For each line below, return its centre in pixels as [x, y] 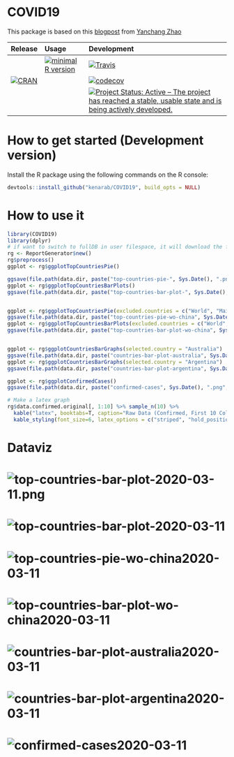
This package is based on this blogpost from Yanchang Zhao [94, 31]
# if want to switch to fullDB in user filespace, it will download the [115, 247]
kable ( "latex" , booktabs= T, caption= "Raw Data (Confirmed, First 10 [115, 413]
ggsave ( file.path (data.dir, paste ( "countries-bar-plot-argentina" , [107, 368]
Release [24, 48]
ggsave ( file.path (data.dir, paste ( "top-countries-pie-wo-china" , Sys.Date [118, 317]
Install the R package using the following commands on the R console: [108, 175]
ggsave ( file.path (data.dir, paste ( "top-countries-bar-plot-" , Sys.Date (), [118, 292]
